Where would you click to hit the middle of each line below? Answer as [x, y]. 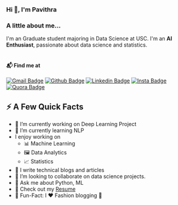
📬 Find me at [23, 65]
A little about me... [33, 25]
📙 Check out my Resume [45, 189]
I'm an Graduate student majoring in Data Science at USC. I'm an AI [89, 39]
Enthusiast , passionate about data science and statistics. [77, 45]
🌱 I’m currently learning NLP [50, 130]
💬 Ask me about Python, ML [49, 183]
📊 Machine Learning [50, 143]
